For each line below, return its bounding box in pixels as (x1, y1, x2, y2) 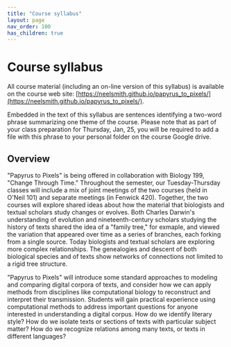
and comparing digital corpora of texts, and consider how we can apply (7, 280, 212, 289)
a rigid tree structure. (7, 260, 68, 268)
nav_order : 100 (7, 23, 51, 30)
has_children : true (7, 29, 64, 37)
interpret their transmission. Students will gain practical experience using (7, 296, 216, 303)
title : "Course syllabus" (7, 10, 82, 17)
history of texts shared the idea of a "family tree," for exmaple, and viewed (7, 223, 220, 231)
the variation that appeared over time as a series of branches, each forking (7, 230, 221, 238)
